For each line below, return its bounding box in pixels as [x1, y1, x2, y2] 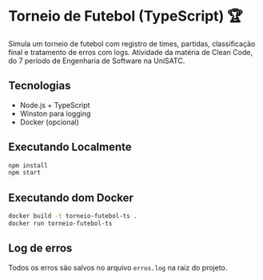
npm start [8, 169, 42, 177]
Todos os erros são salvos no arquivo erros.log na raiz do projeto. [8, 262, 228, 272]
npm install [8, 161, 48, 169]
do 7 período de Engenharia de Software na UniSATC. [8, 56, 185, 65]
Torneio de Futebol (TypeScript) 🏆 [8, 7, 244, 26]
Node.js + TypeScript [19, 100, 90, 109]
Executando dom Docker [8, 191, 134, 204]
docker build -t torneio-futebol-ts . [8, 212, 137, 220]
